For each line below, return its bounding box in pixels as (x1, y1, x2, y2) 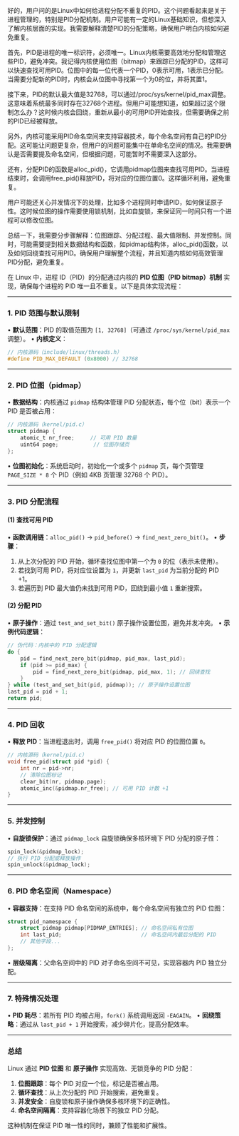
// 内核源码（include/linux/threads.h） (7, 349, 122, 356)
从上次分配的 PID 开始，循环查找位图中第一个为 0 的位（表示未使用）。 (17, 557, 223, 565)
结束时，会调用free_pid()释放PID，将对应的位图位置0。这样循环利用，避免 (7, 174, 225, 182)
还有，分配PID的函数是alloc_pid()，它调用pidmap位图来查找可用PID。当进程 (7, 165, 230, 173)
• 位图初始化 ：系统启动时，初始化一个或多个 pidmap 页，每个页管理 (7, 461, 204, 470)
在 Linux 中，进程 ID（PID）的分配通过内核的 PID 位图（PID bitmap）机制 (7, 273, 223, 281)
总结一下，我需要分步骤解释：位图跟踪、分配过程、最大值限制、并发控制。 (7, 231, 225, 239)
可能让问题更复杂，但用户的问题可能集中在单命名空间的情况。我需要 (26, 141, 225, 149)
